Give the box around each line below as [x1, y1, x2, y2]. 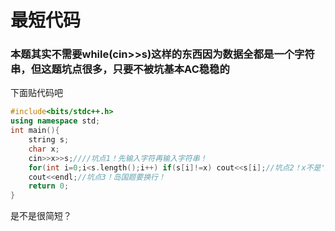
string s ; [28, 135, 70, 145]
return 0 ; [28, 181, 70, 191]
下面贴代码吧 [10, 87, 63, 99]
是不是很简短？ [10, 210, 72, 222]
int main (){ [10, 126, 60, 136]
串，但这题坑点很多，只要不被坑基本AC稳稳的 [10, 62, 230, 76]
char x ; [28, 144, 60, 154]
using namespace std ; [10, 116, 101, 126]
